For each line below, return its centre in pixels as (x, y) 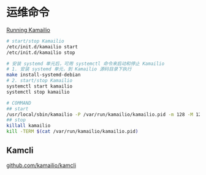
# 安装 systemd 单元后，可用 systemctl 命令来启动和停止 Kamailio (86, 64)
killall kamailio (29, 126)
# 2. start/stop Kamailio (39, 81)
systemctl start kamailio (39, 86)
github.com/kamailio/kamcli (41, 165)
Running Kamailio (28, 30)
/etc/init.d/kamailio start (42, 47)
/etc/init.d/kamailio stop (41, 53)
